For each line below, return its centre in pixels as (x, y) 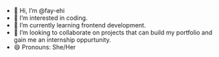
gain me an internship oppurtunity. (62, 40)
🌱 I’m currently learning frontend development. (80, 25)
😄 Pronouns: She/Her (45, 47)
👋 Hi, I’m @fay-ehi (39, 11)
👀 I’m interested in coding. (50, 18)
